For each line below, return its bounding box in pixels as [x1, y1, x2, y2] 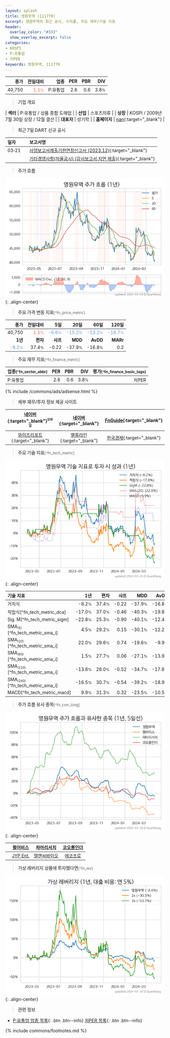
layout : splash [5, 8, 37, 13]
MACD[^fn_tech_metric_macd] [7, 689, 71, 696]
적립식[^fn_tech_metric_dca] [7, 609, 66, 615]
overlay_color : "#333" [10, 29, 58, 35]
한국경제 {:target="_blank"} [107, 434, 161, 441]
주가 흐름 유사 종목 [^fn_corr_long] [17, 701, 80, 707]
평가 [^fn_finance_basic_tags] [93, 368, 147, 374]
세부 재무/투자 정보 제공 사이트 [17, 399, 77, 405]
